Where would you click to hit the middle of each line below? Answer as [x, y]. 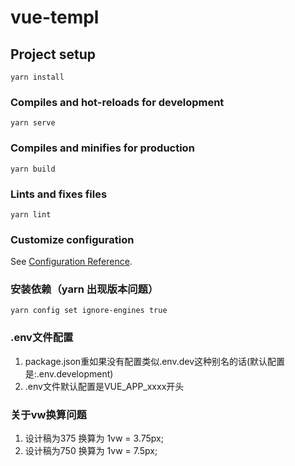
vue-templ [55, 17]
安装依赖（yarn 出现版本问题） [84, 289]
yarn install [37, 77]
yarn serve [33, 123]
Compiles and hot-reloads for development [117, 102]
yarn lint [31, 214]
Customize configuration [72, 239]
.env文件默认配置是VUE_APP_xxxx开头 [104, 386]
